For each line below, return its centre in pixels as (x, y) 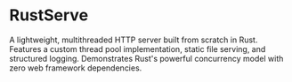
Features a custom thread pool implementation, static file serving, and (138, 48)
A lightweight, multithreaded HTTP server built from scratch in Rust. (134, 40)
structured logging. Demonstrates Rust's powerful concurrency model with (146, 58)
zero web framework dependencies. (76, 68)
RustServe (49, 15)
